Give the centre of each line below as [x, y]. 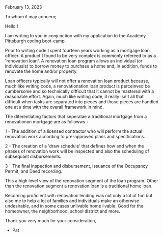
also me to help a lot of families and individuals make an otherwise [72, 201]
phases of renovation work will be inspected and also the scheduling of [77, 151]
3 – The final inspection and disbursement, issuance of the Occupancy [77, 166]
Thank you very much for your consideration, [51, 221]
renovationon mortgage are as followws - [47, 122]
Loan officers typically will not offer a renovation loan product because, [77, 81]
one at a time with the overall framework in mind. [54, 107]
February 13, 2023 [24, 7]
